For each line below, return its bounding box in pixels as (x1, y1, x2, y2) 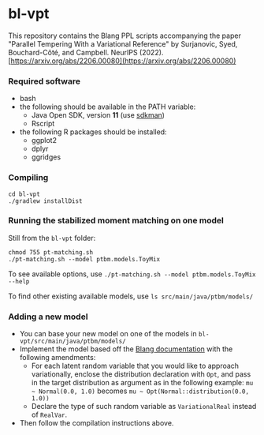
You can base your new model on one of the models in (19, 329, 197, 339)
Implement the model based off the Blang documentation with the (19, 344, 233, 354)
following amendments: (19, 353, 96, 362)
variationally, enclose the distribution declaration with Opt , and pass (31, 369, 251, 379)
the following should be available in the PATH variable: (19, 102, 196, 111)
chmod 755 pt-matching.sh (8, 248, 93, 257)
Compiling (8, 172, 49, 183)
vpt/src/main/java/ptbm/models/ (19, 337, 126, 346)
